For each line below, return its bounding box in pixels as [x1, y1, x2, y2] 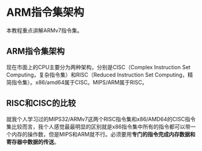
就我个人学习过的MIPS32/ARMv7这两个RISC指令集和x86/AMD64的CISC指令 [6, 115, 196, 122]
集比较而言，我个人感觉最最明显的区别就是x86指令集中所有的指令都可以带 [6, 122, 191, 130]
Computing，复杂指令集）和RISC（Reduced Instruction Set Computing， [6, 71, 188, 78]
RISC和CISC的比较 [6, 98, 76, 109]
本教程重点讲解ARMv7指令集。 [6, 27, 83, 34]
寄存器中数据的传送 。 [6, 138, 59, 146]
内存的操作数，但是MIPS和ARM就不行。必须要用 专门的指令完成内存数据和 [11, 130, 195, 138]
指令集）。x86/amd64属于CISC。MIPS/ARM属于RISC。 [11, 78, 148, 86]
